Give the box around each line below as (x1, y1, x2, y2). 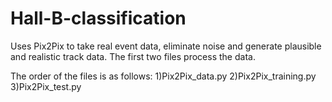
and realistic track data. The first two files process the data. (10, 50, 256, 62)
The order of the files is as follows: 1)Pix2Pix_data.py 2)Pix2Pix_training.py (10, 70, 317, 82)
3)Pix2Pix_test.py (10, 80, 82, 92)
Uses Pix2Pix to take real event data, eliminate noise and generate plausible (10, 40, 322, 52)
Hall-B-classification (10, 7, 187, 30)
